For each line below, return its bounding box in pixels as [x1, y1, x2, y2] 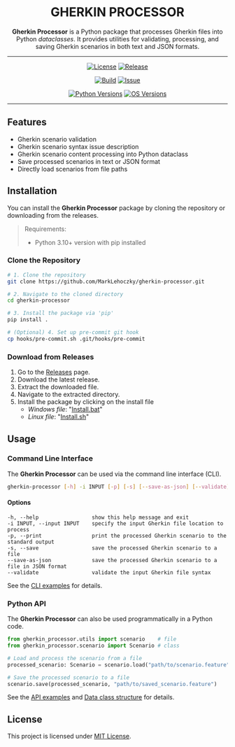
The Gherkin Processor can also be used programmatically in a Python [7, 615, 213, 623]
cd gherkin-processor [7, 297, 71, 305]
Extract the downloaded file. [17, 383, 99, 391]
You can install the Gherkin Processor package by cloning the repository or [7, 204, 226, 212]
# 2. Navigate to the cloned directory [7, 291, 124, 298]
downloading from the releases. [7, 211, 99, 219]
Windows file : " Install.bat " [27, 405, 103, 414]
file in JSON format [7, 563, 68, 570]
